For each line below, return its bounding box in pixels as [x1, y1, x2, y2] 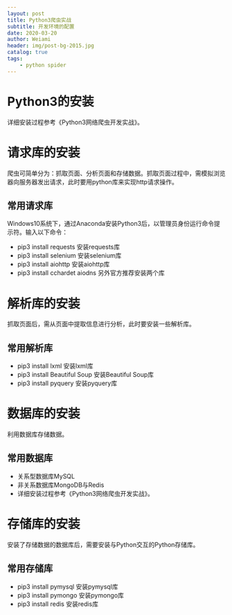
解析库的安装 [7, 296, 81, 312]
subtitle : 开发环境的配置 [7, 23, 75, 30]
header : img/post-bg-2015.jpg [7, 42, 95, 49]
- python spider [19, 62, 67, 69]
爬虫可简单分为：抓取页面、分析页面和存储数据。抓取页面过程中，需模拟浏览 [7, 169, 226, 177]
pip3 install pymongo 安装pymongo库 [17, 591, 125, 599]
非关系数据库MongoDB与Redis [17, 481, 105, 489]
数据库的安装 [7, 406, 81, 422]
